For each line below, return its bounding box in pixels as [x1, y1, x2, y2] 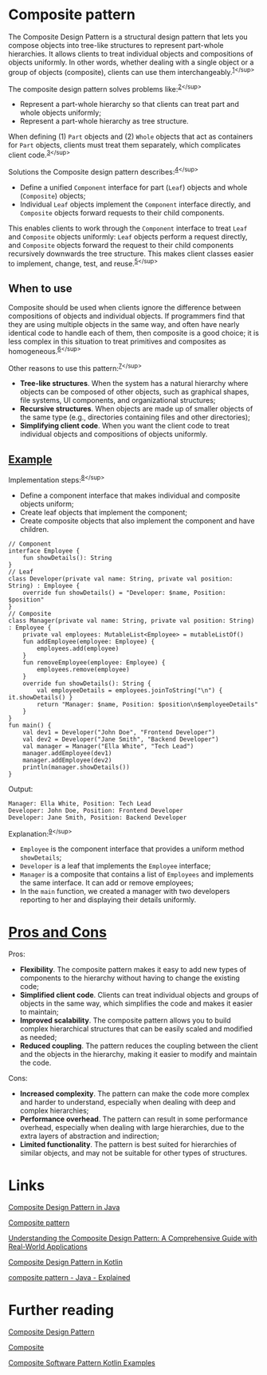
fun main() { [8, 721, 52, 729]
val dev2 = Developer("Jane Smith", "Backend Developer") [22, 735, 219, 743]
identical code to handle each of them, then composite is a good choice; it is [8, 329, 259, 338]
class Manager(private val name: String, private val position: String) [8, 617, 255, 624]
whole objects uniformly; [19, 108, 102, 117]
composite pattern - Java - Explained [8, 1273, 131, 1282]
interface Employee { [8, 546, 80, 555]
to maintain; [19, 1007, 59, 1017]
